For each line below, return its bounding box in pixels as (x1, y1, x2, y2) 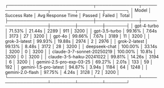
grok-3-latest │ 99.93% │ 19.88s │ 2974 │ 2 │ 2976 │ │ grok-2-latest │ (5, 38, 148, 44)
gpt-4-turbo (134, 23, 159, 29)
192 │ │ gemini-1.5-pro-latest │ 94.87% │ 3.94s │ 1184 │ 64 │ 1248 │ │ (5, 64, 148, 70)
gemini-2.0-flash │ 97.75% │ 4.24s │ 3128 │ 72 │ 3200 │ (5, 70, 120, 75)
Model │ (134, 7, 152, 13)
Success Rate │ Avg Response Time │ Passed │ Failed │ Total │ (5, 13, 134, 18)
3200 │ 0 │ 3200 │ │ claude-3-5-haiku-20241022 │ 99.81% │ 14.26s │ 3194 (5, 54, 159, 59)
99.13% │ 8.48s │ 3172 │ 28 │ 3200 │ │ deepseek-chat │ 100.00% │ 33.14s (5, 44, 158, 49)
